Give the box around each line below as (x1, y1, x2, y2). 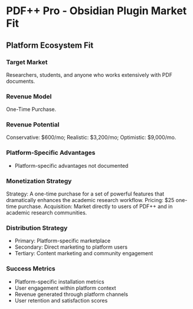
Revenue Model (6, 92, 52, 100)
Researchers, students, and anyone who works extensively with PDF (6, 71, 173, 78)
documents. (6, 77, 35, 84)
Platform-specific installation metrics (14, 278, 104, 285)
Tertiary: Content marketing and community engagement (14, 250, 153, 257)
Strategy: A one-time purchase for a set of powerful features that (6, 190, 165, 197)
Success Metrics (6, 265, 56, 273)
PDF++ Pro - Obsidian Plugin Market (6, 4, 187, 18)
